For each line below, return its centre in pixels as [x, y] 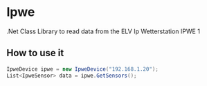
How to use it [35, 53]
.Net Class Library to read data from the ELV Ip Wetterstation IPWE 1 [103, 31]
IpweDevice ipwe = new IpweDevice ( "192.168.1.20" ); [82, 69]
